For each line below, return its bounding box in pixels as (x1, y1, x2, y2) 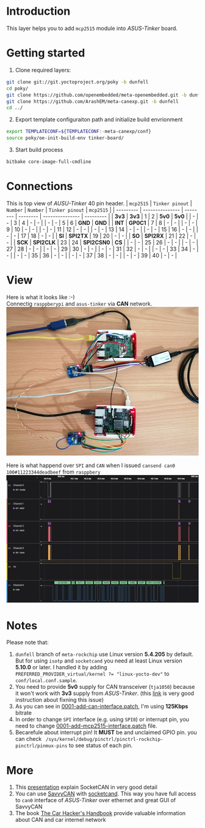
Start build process (15, 146, 63, 153)
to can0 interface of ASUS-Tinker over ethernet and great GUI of (15, 797, 176, 804)
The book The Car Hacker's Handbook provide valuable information (15, 810, 186, 817)
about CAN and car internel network (15, 816, 106, 824)
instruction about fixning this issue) (15, 696, 104, 704)
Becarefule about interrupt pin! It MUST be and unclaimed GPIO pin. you (15, 729, 197, 736)
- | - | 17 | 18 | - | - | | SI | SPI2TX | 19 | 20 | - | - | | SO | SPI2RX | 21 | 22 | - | (6, 232, 196, 240)
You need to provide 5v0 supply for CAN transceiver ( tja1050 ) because (15, 683, 195, 691)
